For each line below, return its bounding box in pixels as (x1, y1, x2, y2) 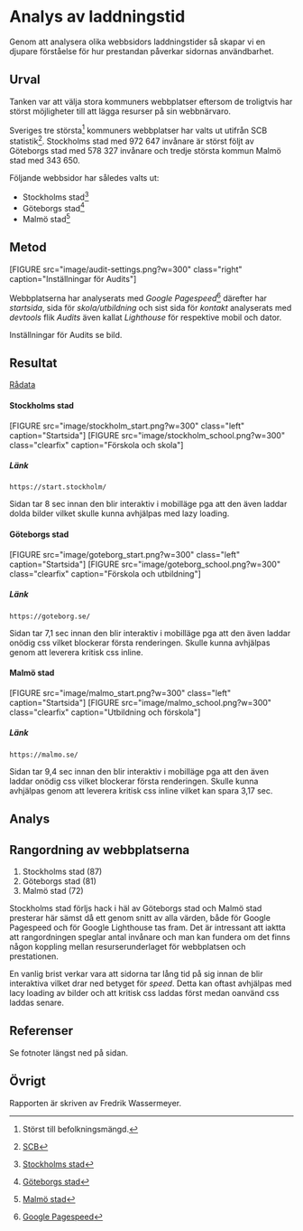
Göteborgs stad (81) (22, 876, 97, 887)
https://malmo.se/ (9, 750, 78, 759)
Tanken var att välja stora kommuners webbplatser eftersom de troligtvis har (9, 96, 293, 107)
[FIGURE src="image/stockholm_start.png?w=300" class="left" (9, 420, 245, 431)
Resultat (9, 355, 58, 371)
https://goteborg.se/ (9, 612, 91, 621)
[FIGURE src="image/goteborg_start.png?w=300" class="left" (9, 549, 241, 559)
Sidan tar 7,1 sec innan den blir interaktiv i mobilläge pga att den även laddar (9, 627, 291, 638)
